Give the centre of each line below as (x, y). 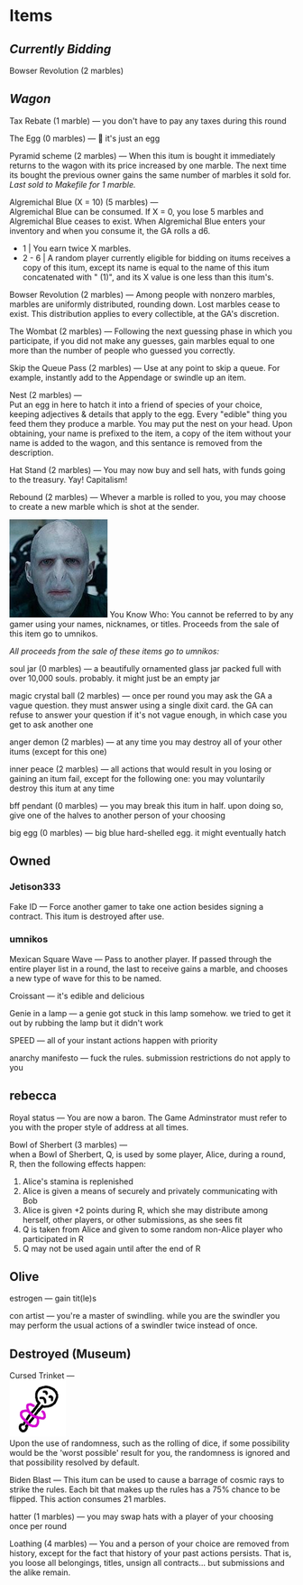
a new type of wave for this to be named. (86, 978)
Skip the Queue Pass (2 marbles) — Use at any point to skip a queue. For (145, 367)
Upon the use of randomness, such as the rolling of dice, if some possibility (150, 1443)
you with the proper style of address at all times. (99, 1127)
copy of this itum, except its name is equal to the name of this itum (146, 267)
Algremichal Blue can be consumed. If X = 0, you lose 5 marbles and (137, 211)
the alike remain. (40, 1572)
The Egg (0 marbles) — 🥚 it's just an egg (85, 138)
